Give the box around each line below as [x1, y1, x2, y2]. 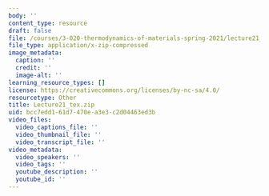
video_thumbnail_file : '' [15, 130, 102, 138]
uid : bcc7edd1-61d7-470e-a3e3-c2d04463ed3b [8, 109, 156, 117]
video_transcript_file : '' [15, 138, 106, 146]
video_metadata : [8, 146, 62, 154]
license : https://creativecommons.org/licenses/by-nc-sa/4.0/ [8, 86, 220, 94]
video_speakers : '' [15, 153, 81, 161]
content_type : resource [8, 19, 88, 27]
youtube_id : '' [15, 175, 66, 184]
